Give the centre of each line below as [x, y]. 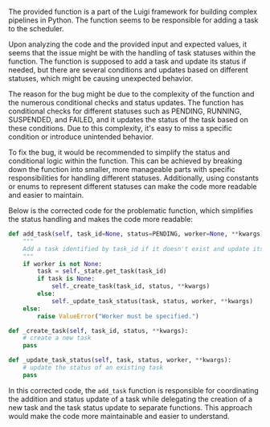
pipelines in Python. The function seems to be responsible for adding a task [133, 20]
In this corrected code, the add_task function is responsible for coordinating [133, 390]
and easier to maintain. [46, 195]
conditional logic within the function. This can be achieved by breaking [125, 161]
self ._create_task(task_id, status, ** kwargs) [131, 286]
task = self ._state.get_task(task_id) [102, 271]
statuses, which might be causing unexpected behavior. [101, 78]
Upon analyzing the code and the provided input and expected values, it [128, 44]
